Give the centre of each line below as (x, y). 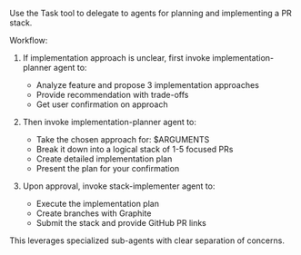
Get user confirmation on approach (102, 104)
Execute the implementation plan (97, 204)
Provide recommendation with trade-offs (112, 95)
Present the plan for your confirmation (108, 168)
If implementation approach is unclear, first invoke (116, 58)
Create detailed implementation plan (104, 159)
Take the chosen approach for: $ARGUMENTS (123, 139)
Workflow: (29, 40)
